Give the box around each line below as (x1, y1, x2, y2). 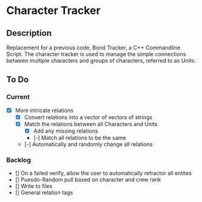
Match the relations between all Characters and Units (24, 120, 158, 128)
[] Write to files (15, 183, 53, 190)
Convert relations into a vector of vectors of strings (24, 113, 153, 120)
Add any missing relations (33, 127, 99, 134)
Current (6, 92, 30, 101)
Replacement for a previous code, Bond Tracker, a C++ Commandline (6, 44, 181, 51)
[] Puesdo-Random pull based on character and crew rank (15, 176, 161, 183)
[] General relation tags (15, 189, 73, 197)
